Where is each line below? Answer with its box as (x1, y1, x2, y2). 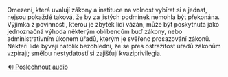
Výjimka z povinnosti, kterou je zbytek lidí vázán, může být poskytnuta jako (7, 20, 220, 28)
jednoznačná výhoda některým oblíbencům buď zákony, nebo (7, 27, 183, 35)
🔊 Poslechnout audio (7, 63, 69, 71)
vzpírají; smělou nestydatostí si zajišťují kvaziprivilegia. (7, 49, 162, 57)
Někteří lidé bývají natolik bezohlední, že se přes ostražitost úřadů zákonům (7, 42, 221, 50)
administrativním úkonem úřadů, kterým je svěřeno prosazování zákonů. (7, 35, 211, 43)
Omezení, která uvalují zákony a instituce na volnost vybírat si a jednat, (7, 6, 207, 14)
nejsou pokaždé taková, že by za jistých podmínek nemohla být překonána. (7, 13, 220, 21)
